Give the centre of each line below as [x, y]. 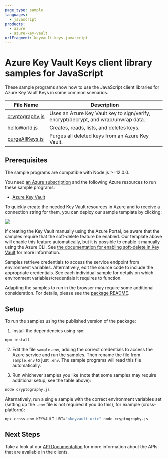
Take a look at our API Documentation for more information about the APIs [81, 446]
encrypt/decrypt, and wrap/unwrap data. [98, 119]
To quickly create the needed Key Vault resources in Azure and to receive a [83, 207]
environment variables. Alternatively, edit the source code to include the [79, 267]
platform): [15, 410]
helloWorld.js [23, 127]
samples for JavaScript [54, 73]
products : [15, 24]
